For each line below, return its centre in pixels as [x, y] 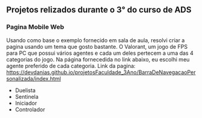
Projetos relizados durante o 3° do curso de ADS [99, 10]
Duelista [25, 90]
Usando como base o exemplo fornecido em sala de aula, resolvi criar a [96, 40]
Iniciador [26, 103]
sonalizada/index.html [34, 78]
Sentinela [27, 96]
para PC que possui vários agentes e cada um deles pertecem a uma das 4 [100, 53]
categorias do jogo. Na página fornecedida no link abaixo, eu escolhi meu [98, 59]
